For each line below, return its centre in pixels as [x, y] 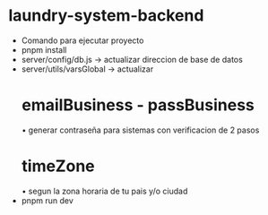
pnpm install [44, 49]
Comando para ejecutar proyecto [82, 40]
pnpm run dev [47, 200]
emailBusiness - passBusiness [138, 105]
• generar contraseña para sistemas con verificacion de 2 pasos [140, 130]
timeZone [58, 166]
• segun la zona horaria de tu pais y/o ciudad [104, 191]
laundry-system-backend [106, 16]
